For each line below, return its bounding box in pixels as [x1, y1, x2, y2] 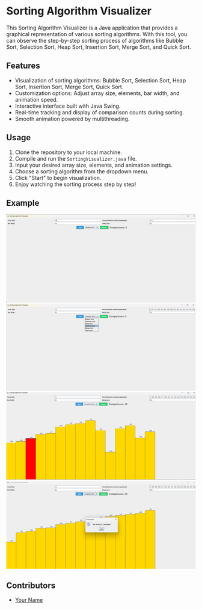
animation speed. [14, 96, 58, 103]
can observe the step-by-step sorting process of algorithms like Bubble [6, 37, 183, 44]
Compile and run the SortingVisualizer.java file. [14, 155, 137, 162]
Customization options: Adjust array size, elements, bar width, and [14, 89, 180, 97]
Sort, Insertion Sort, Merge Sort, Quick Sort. [14, 83, 124, 90]
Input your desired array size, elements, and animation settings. [14, 161, 173, 168]
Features [6, 61, 40, 71]
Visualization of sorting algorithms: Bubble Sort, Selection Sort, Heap [14, 76, 186, 84]
